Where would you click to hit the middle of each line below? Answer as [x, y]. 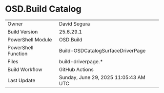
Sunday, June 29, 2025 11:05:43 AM [102, 77]
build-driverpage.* [81, 61]
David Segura [74, 24]
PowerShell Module [30, 39]
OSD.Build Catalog [43, 9]
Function [18, 54]
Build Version [23, 32]
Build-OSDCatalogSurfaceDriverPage [102, 51]
